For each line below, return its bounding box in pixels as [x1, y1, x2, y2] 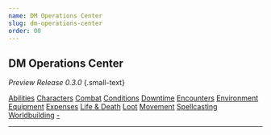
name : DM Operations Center [8, 11, 103, 20]
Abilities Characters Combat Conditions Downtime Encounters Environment [8, 93, 259, 103]
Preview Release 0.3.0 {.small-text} [8, 78, 125, 88]
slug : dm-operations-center [8, 19, 103, 27]
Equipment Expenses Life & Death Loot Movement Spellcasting [8, 102, 218, 112]
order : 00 [8, 27, 42, 35]
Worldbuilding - [8, 110, 60, 121]
